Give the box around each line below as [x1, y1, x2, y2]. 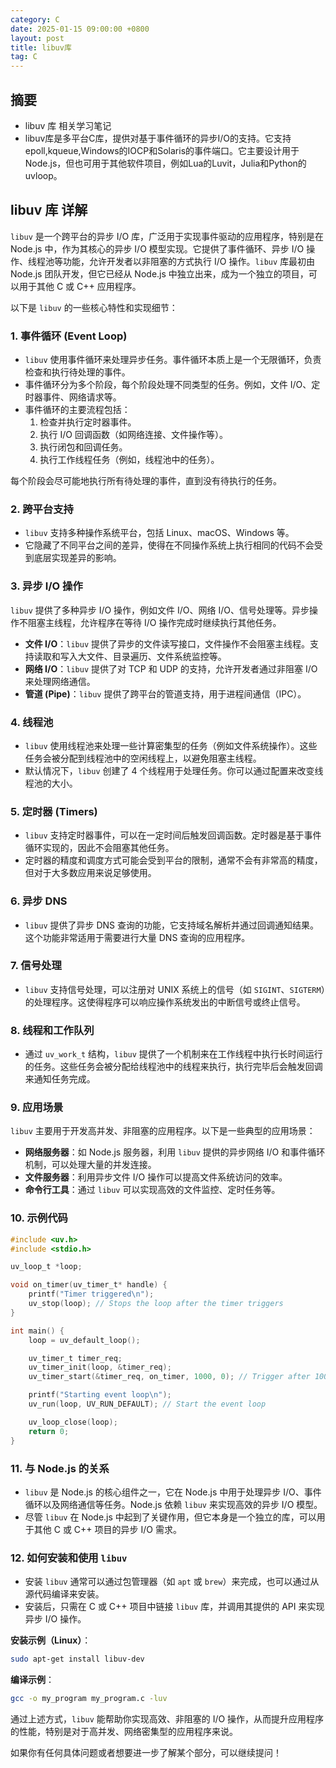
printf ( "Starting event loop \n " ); [28, 1390, 172, 1400]
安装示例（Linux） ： [10, 1634, 92, 1646]
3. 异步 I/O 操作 [10, 579, 83, 593]
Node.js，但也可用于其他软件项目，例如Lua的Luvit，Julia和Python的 [24, 157, 307, 169]
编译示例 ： [10, 1674, 55, 1686]
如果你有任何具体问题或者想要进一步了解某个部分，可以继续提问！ [10, 1746, 282, 1758]
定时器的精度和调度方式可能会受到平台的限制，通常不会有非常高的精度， [24, 854, 323, 866]
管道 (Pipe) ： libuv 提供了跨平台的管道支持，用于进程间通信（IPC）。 [24, 687, 307, 700]
